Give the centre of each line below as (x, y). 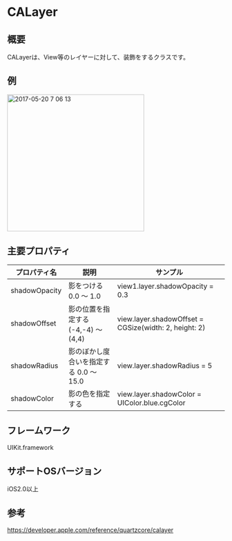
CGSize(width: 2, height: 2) (161, 328)
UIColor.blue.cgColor (151, 403)
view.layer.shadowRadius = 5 (165, 366)
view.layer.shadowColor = (159, 394)
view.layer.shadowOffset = (161, 319)
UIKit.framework (30, 448)
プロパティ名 (36, 272)
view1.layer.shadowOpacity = (165, 286)
